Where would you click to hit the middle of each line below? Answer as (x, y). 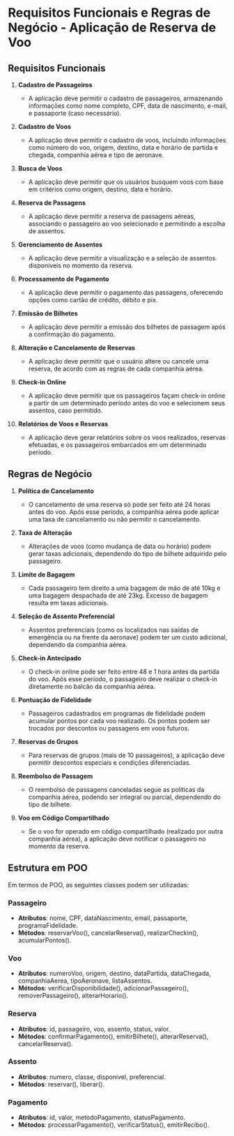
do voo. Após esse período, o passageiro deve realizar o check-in (123, 679)
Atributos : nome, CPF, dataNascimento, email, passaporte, (103, 918)
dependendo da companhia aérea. (78, 644)
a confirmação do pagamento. (72, 334)
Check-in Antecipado (50, 658)
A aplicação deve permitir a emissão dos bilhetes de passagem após (127, 327)
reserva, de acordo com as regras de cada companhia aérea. (116, 368)
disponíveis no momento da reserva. (81, 265)
